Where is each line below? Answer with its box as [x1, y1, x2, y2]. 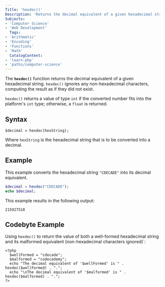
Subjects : [5, 16, 26, 21]
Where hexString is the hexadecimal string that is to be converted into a [5, 136, 151, 143]
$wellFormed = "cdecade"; [9, 253, 63, 257]
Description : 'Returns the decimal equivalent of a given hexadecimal [5, 12, 153, 17]
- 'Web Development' [5, 26, 48, 31]
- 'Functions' [5, 44, 34, 49]
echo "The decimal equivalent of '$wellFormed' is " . [9, 261, 124, 266]
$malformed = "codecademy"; [9, 257, 67, 262]
